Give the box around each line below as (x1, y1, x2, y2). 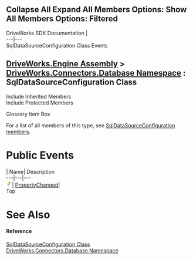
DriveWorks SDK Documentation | (6, 29, 88, 36)
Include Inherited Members (6, 93, 72, 100)
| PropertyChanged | (12, 181, 60, 188)
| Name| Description (6, 168, 55, 175)
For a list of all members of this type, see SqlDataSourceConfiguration (6, 121, 175, 129)
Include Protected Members (6, 99, 73, 106)
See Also (6, 208, 50, 221)
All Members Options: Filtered (6, 14, 118, 24)
